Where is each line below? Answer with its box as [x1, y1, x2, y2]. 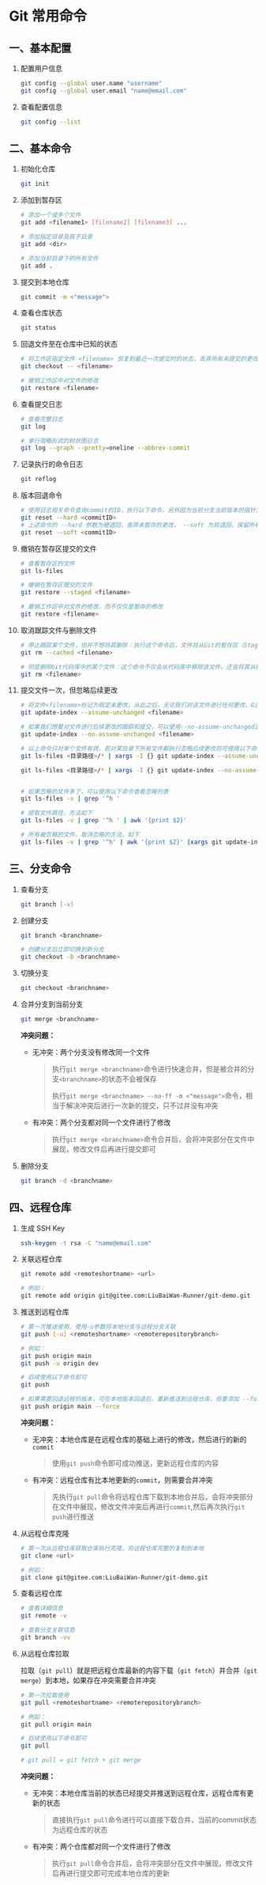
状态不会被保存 [108, 1074, 157, 1083]
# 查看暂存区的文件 [20, 559, 76, 567]
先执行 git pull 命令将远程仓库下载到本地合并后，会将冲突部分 [51, 1492, 253, 1501]
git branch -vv [20, 1633, 71, 1642]
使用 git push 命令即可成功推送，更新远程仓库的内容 [51, 1458, 219, 1468]
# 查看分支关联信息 [20, 1626, 76, 1634]
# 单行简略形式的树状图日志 [20, 437, 99, 445]
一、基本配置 [9, 41, 72, 55]
